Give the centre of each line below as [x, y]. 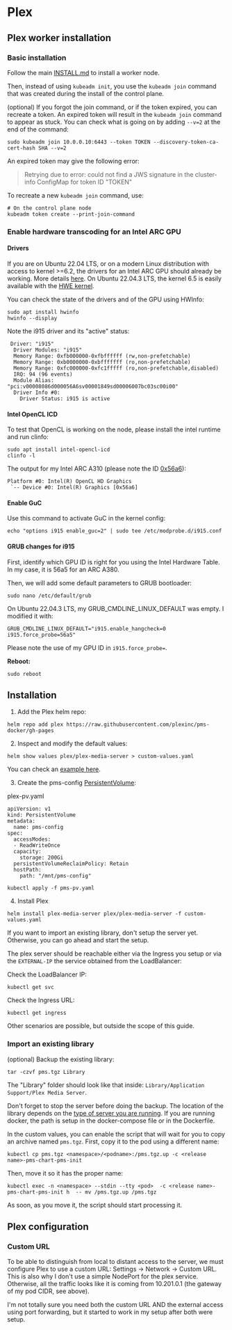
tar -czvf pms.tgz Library [46, 1072]
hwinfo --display [32, 318]
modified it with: [30, 616]
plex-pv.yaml [26, 796]
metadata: [22, 821]
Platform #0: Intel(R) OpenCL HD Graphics [69, 482]
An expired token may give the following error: [74, 161]
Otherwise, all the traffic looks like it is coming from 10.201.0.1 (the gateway [115, 1284]
